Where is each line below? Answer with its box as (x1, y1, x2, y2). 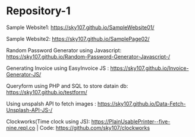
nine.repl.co (6, 124, 36, 131)
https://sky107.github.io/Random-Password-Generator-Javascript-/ (6, 53, 171, 60)
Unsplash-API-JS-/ (6, 106, 53, 113)
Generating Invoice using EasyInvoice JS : (6, 64, 109, 72)
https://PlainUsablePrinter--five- (91, 117, 171, 125)
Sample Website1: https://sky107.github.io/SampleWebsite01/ (6, 24, 155, 31)
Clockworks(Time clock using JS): (6, 117, 90, 125)
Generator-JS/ (6, 71, 42, 78)
